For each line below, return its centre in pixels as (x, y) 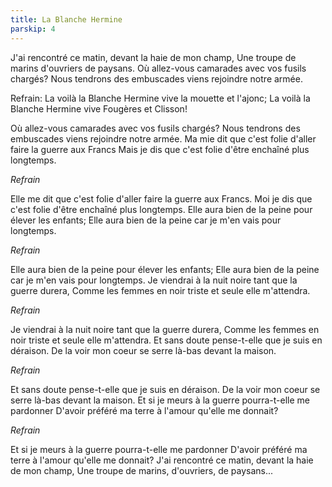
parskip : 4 (33, 29)
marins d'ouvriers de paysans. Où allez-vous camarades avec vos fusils (158, 68)
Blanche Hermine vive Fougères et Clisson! (99, 108)
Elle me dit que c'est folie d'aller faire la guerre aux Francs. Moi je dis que (161, 198)
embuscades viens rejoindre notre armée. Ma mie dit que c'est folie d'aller (163, 138)
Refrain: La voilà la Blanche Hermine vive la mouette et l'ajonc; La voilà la (160, 98)
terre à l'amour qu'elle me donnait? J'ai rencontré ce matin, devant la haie (162, 460)
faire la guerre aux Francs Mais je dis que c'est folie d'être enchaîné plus (160, 149)
